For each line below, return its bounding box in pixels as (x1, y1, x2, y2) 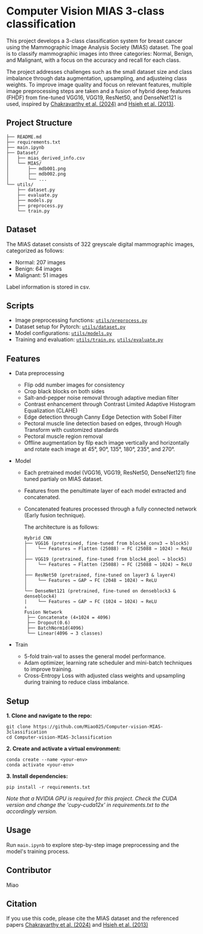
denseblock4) (24, 593, 57, 599)
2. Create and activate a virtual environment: (6, 745, 121, 752)
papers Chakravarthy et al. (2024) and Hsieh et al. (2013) (6, 921, 149, 929)
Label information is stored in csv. (6, 283, 91, 290)
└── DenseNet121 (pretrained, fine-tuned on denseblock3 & (24, 588, 176, 594)
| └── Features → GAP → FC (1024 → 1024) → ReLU (24, 599, 157, 605)
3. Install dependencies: (6, 772, 68, 780)
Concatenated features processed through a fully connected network (24, 505, 197, 512)
